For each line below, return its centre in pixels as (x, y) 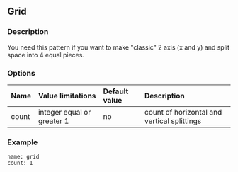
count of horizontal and (183, 112)
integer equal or (64, 112)
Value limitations (67, 96)
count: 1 (20, 163)
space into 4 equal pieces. (46, 55)
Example (23, 142)
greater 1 (53, 121)
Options (21, 73)
